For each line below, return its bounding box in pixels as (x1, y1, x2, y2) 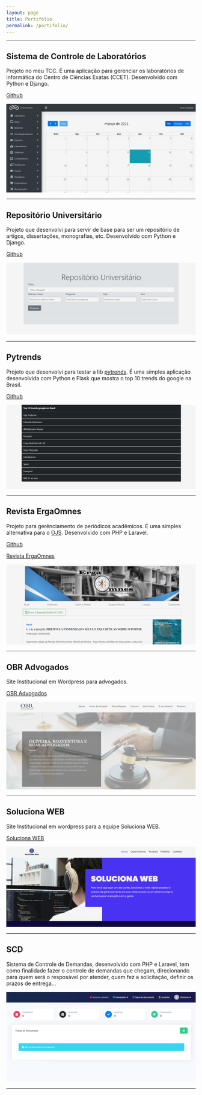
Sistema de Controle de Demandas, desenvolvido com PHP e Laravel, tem (6, 960, 189, 968)
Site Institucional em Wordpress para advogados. (6, 678, 128, 685)
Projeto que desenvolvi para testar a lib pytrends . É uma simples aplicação (6, 368, 191, 375)
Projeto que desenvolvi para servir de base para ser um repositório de (6, 226, 180, 233)
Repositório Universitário (6, 210, 102, 220)
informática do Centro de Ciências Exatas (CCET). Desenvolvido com (6, 74, 178, 81)
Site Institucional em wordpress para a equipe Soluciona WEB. (6, 823, 161, 830)
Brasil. (6, 381, 22, 388)
